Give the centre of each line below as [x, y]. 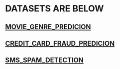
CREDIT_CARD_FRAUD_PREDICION [60, 43]
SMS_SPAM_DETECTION [44, 60]
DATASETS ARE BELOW [55, 9]
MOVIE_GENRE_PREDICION [48, 27]
